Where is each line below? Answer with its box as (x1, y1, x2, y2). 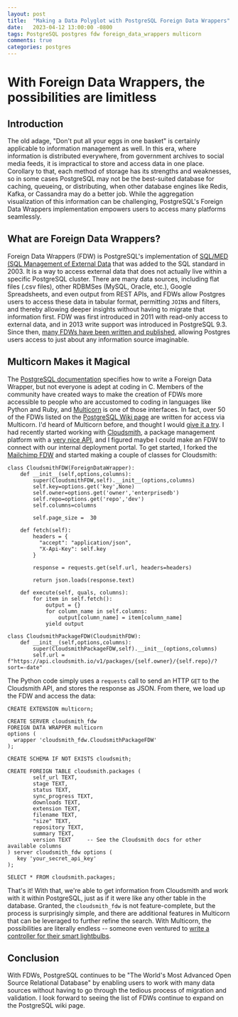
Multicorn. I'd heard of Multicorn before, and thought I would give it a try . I (7, 420, 225, 428)
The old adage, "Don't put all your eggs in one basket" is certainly (7, 137, 200, 145)
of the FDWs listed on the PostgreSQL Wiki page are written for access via (7, 413, 225, 421)
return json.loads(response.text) (33, 577, 135, 584)
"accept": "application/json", (38, 539, 132, 546)
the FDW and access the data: (7, 691, 96, 700)
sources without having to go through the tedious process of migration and (7, 986, 227, 995)
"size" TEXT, (33, 817, 72, 825)
